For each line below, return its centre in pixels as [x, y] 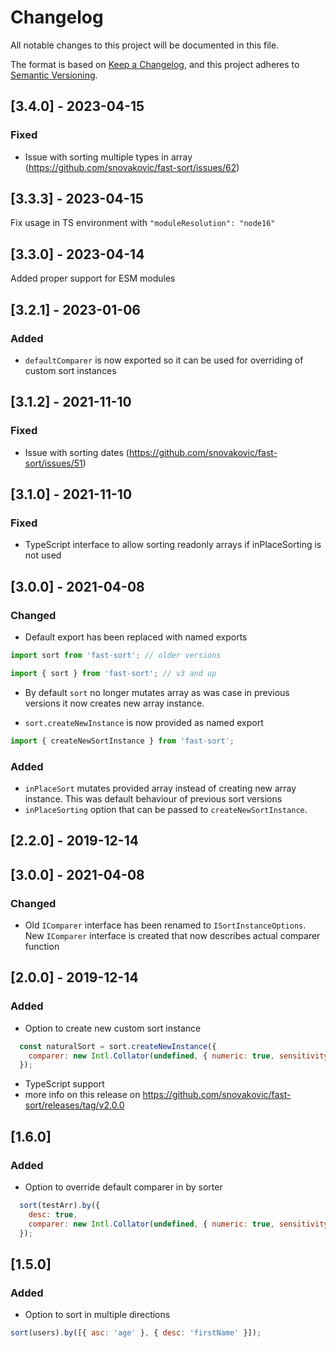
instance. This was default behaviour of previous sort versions [153, 798]
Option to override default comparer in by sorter [123, 1187]
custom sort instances [70, 370]
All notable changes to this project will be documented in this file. [145, 45]
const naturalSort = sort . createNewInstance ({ [118, 1046]
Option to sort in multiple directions [97, 1315]
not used [43, 555]
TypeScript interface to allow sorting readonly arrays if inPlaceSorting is [173, 545]
